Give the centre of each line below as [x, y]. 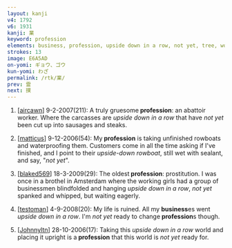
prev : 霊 [19, 84]
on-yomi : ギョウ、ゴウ [37, 65]
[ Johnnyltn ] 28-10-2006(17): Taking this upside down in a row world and [120, 230]
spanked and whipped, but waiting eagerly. [78, 196]
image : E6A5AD [28, 59]
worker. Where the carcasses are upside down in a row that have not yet [120, 117]
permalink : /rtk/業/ [36, 78]
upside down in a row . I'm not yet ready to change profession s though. [118, 217]
